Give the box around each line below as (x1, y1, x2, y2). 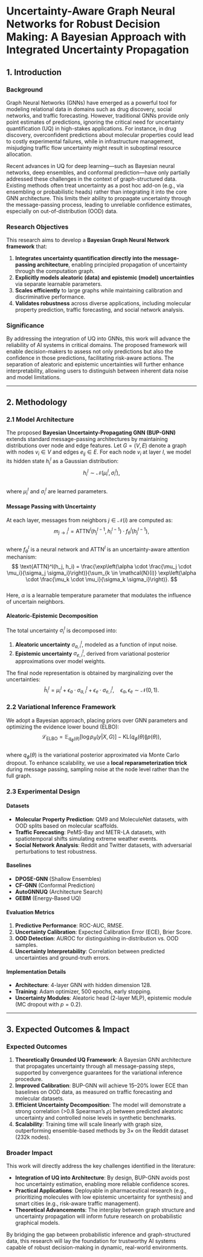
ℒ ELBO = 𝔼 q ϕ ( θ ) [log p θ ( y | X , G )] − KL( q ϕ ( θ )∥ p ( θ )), (42, 733, 161, 743)
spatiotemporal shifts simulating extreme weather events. (14, 835, 158, 842)
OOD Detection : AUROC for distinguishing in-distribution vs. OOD (14, 935, 179, 942)
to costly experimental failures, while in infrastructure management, (6, 138, 175, 145)
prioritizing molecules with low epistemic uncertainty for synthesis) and (14, 1193, 193, 1201)
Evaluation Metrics (6, 908, 55, 915)
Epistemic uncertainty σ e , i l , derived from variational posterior (14, 649, 170, 658)
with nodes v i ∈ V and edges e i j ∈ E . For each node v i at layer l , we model (6, 448, 192, 457)
